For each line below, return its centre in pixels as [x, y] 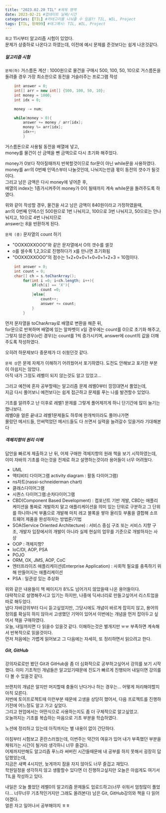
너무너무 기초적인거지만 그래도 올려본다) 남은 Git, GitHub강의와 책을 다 [82, 793]
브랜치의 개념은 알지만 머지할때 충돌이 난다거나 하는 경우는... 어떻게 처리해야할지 [83, 687]
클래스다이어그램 [28, 488]
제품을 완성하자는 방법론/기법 [54, 519]
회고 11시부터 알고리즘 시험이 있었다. [39, 38]
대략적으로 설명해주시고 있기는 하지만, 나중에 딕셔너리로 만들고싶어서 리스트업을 [82, 595]
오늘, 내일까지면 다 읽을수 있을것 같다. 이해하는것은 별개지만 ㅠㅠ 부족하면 [76, 626]
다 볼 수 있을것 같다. [24, 676]
